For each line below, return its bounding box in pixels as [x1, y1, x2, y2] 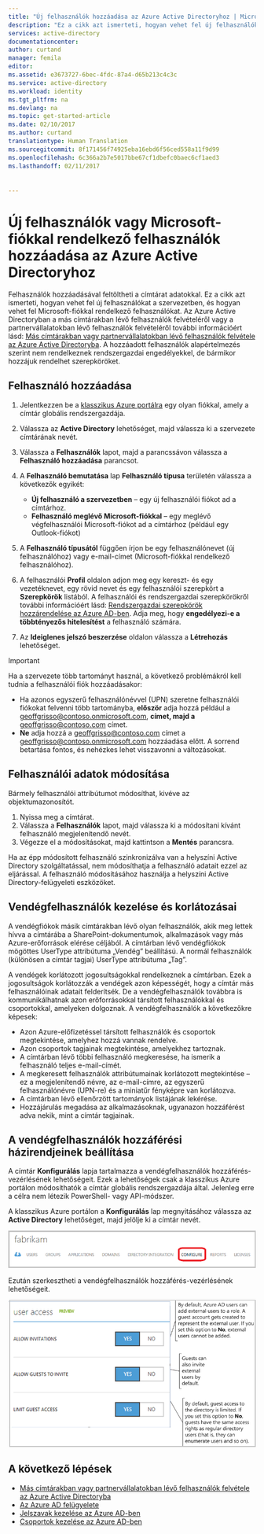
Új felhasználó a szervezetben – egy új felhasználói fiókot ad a [31, 494, 236, 503]
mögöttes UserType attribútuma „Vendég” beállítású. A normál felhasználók [8, 946, 252, 956]
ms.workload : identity [8, 87, 82, 95]
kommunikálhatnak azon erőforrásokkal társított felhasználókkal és [8, 995, 225, 1005]
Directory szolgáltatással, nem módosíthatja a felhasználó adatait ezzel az [8, 861, 247, 870]
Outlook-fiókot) [31, 528, 81, 537]
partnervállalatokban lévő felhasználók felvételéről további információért [8, 323, 242, 333]
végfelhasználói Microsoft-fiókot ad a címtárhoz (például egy [31, 519, 229, 529]
